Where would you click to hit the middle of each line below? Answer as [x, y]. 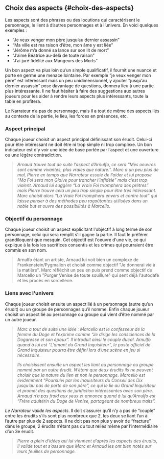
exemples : [16, 30]
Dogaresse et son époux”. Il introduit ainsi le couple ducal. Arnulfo [84, 339]
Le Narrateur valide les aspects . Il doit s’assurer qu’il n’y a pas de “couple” [80, 411]
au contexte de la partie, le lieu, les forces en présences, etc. [67, 116]
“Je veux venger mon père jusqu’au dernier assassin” [66, 40]
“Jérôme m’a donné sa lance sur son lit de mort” [60, 50]
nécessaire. [29, 355]
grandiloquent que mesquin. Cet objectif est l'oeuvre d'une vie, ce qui [75, 240]
